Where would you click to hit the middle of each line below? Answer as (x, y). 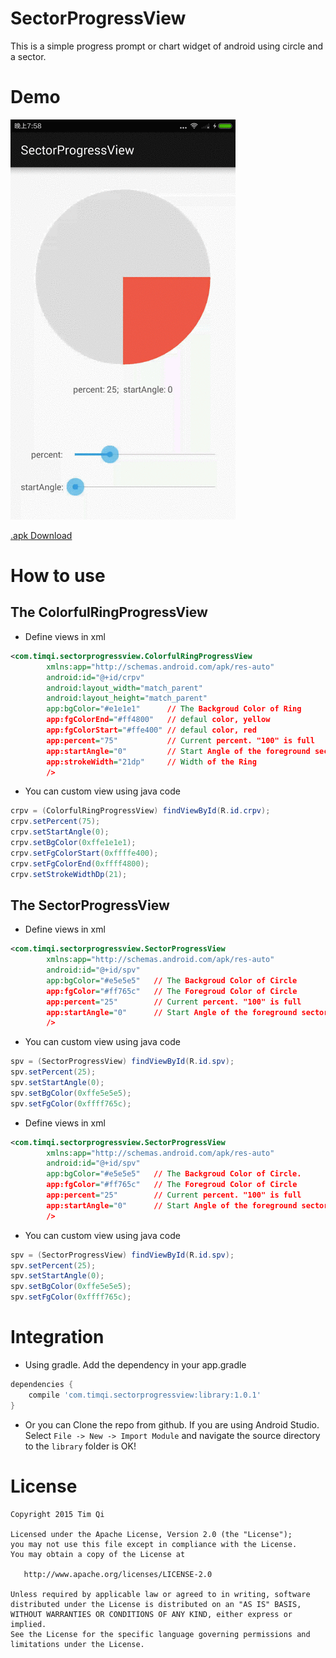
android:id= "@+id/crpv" (95, 677)
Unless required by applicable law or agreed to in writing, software (160, 1594)
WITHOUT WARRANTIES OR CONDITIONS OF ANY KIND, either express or (151, 1614)
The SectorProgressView (90, 905)
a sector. (28, 56)
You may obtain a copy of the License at (98, 1554)
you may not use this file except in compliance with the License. (154, 1544)
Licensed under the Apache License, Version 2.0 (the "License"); (151, 1534)
